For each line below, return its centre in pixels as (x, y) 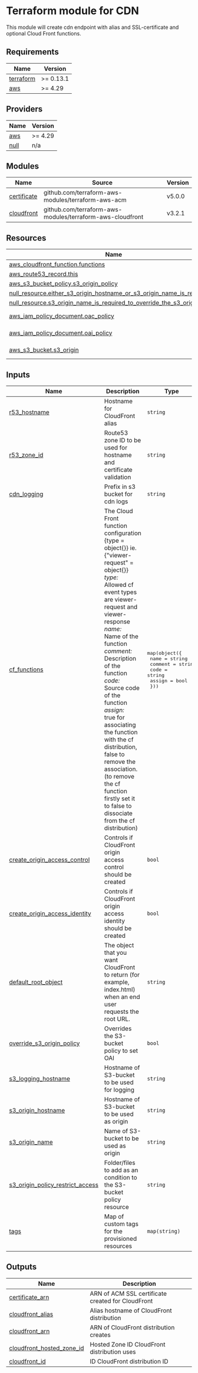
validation (118, 477)
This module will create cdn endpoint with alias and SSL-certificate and (93, 27)
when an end (122, 997)
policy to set (121, 1051)
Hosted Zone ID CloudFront (128, 1344)
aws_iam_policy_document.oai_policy (61, 333)
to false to (118, 806)
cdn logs (116, 501)
